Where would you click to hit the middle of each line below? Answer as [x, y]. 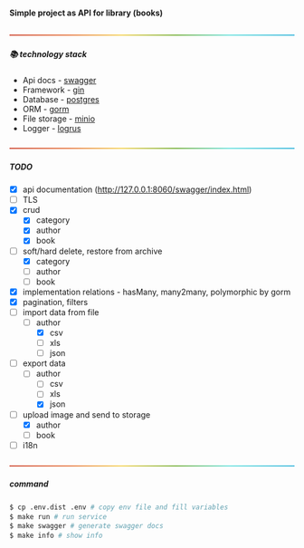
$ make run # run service [58, 516]
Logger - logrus [52, 129]
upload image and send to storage [86, 414]
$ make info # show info [56, 536]
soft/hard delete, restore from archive [92, 251]
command [29, 484]
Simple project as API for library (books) [86, 13]
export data [44, 363]
